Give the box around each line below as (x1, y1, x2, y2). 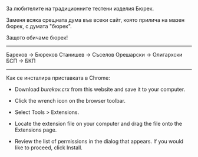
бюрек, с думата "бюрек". (6, 23, 72, 30)
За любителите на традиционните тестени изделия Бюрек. (6, 5, 154, 12)
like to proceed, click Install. (14, 144, 82, 151)
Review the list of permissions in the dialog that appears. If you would (14, 138, 184, 145)
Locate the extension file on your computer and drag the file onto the (14, 120, 183, 127)
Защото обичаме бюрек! (6, 34, 68, 41)
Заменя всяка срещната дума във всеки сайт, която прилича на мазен (6, 17, 184, 23)
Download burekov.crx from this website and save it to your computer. (14, 86, 186, 93)
